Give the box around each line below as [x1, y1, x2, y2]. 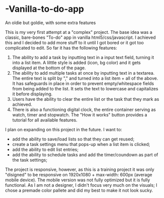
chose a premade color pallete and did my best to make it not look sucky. [5, 187, 153, 193]
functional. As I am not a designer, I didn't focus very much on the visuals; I [5, 182, 158, 188]
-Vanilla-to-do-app [5, 3, 84, 15]
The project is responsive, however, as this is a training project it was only [5, 166, 155, 172]
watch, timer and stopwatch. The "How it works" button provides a [12, 112, 147, 117]
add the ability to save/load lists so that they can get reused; [12, 136, 135, 142]
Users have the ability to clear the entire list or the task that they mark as [12, 96, 160, 102]
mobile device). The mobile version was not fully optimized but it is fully [5, 177, 150, 183]
